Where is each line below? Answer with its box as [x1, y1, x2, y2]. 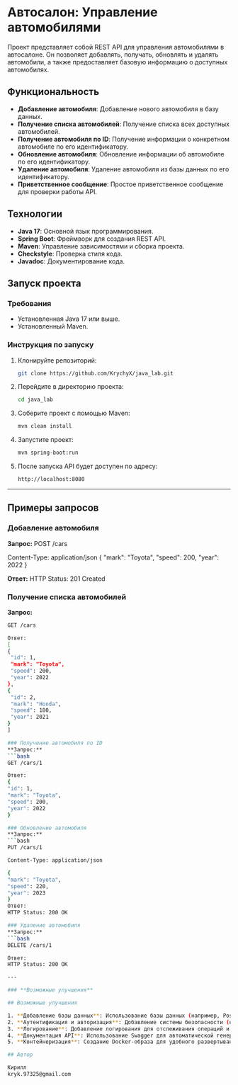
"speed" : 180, [10, 707, 52, 714]
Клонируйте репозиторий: [17, 356, 97, 365]
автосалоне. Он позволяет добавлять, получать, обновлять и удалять [7, 50, 219, 59]
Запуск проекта [7, 277, 81, 289]
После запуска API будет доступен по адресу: [17, 462, 158, 471]
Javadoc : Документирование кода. [17, 256, 125, 266]
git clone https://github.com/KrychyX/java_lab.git [17, 370, 174, 377]
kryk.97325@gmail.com [7, 1071, 72, 1078]
